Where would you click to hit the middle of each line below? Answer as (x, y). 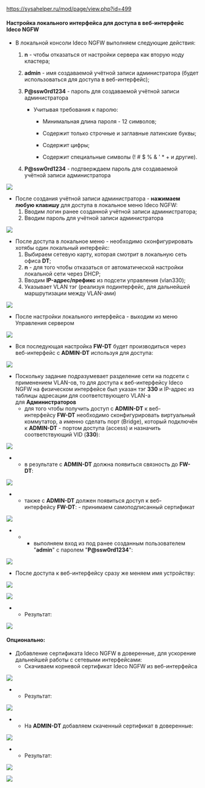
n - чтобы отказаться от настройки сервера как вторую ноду (104, 55)
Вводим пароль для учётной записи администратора (94, 218)
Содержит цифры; (66, 145)
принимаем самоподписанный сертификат (138, 507)
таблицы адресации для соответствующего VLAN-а (83, 396)
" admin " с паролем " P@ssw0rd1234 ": (83, 550)
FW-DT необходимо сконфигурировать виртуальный (126, 415)
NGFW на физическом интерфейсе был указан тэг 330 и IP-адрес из (104, 389)
